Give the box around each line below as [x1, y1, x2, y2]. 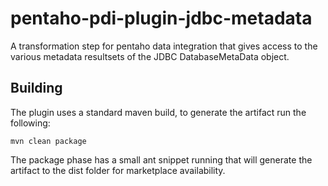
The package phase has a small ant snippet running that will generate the [10, 153, 313, 166]
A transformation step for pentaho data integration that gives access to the [10, 40, 318, 52]
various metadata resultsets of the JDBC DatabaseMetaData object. [10, 50, 290, 62]
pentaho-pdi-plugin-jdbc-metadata [10, 7, 313, 30]
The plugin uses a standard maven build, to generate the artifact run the [10, 106, 307, 118]
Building [10, 80, 63, 97]
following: [10, 117, 51, 129]
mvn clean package [10, 136, 87, 146]
